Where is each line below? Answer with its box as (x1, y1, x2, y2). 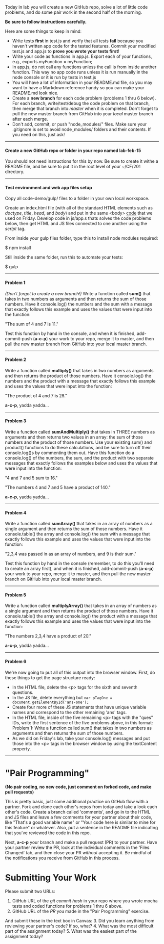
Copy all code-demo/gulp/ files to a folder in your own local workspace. (5, 196, 150, 202)
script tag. (5, 226, 26, 232)
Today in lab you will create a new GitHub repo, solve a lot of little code (5, 4, 148, 10)
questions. (12, 689, 34, 695)
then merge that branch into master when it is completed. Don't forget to (12, 105, 159, 111)
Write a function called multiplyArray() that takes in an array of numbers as (5, 603, 157, 609)
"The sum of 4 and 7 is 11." (5, 321, 59, 327)
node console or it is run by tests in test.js (12, 75, 96, 80)
